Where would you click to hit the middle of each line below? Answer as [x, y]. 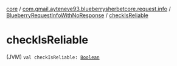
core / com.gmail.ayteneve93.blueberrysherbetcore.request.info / [89, 9]
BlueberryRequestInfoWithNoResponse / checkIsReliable [78, 15]
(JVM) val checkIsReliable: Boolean [53, 57]
